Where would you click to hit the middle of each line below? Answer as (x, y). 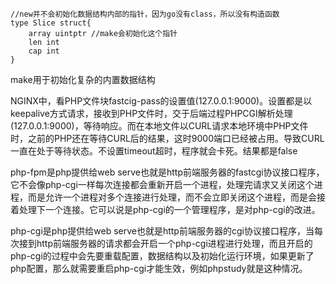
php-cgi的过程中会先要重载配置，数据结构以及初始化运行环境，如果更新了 (162, 256)
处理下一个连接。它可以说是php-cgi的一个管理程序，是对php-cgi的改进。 (169, 209)
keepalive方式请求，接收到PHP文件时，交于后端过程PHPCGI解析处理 (151, 113)
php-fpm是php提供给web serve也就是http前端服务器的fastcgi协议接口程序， (167, 172)
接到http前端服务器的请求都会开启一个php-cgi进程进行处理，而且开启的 (165, 243)
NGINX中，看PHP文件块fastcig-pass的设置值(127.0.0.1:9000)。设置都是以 (161, 101)
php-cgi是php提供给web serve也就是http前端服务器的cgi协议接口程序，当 (162, 231)
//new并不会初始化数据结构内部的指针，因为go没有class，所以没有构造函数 (145, 14)
